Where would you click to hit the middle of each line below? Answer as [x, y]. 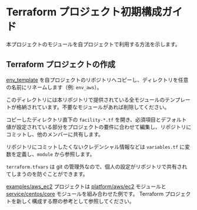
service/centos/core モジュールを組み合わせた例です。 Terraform [85, 194]
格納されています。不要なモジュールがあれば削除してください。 [93, 107]
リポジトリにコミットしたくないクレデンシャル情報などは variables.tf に [96, 146]
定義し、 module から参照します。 [56, 154]
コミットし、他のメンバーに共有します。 [55, 134]
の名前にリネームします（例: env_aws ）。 [54, 87]
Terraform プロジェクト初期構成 [84, 12]
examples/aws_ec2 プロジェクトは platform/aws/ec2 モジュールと [86, 186]
